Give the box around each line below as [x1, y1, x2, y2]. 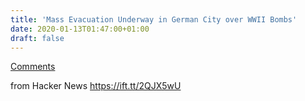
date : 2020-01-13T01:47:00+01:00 [10, 24, 150, 34]
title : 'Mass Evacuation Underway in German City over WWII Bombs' [10, 14, 298, 25]
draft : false [10, 33, 65, 43]
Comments [10, 61, 56, 73]
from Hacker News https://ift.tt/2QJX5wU [10, 80, 182, 92]
